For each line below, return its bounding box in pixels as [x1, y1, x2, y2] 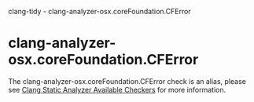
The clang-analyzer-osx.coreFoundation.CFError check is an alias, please [8, 76, 246, 86]
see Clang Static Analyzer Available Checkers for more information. [8, 85, 226, 94]
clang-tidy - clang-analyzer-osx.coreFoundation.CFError [8, 7, 191, 16]
